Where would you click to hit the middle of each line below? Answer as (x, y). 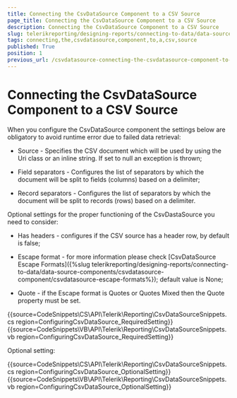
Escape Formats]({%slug (54, 264)
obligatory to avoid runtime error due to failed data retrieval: (94, 137)
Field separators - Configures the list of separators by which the (111, 172)
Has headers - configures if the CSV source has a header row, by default (123, 235)
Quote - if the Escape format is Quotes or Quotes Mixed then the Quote (121, 293)
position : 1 (25, 54)
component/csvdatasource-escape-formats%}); (88, 279)
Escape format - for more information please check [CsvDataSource (117, 257)
